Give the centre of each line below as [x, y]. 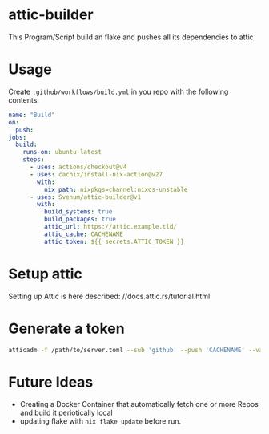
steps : [34, 160]
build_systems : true [78, 212]
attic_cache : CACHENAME [84, 234]
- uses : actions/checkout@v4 [78, 167]
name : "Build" [32, 115]
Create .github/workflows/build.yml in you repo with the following [118, 91]
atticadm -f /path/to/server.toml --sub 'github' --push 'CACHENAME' [127, 350]
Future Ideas [51, 382]
